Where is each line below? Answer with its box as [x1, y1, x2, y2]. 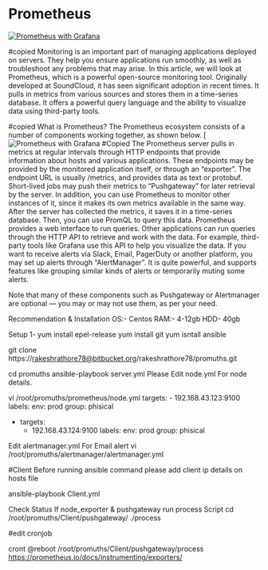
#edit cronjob [8, 528, 53, 538]
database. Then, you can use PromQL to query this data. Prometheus [8, 215, 236, 225]
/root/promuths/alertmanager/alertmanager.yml [8, 449, 164, 459]
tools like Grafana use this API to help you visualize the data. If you [27, 241, 246, 250]
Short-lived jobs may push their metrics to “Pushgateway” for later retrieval [8, 181, 255, 190]
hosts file [8, 473, 38, 483]
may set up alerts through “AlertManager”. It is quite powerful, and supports [8, 257, 257, 267]
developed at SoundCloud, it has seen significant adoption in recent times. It [8, 81, 259, 90]
